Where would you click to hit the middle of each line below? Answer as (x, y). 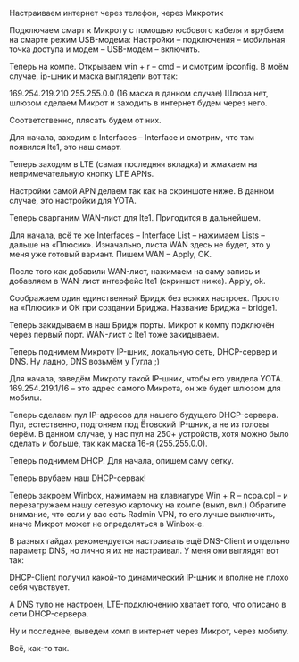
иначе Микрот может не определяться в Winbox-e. (107, 524)
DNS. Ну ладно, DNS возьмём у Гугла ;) (85, 361)
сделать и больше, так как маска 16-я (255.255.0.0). (108, 443)
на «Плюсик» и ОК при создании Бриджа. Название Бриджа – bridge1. (143, 308)
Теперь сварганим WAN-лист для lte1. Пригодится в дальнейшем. (135, 218)
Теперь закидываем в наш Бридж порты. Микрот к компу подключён (142, 325)
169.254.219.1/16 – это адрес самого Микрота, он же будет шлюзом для (145, 388)
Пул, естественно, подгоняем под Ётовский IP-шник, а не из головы (139, 424)
